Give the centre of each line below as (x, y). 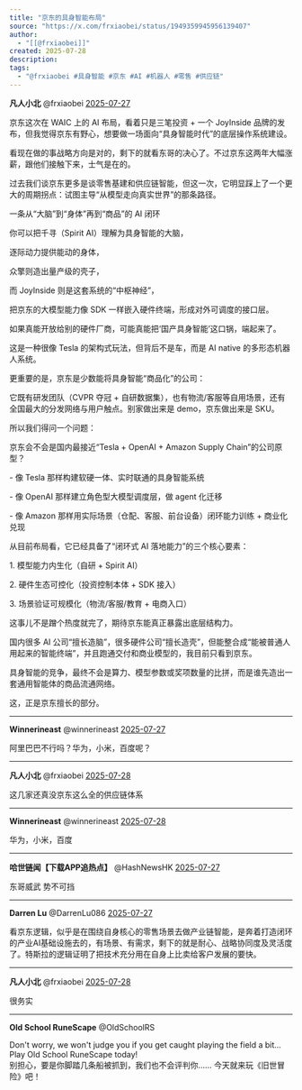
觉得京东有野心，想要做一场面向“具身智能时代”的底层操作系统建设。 (166, 133)
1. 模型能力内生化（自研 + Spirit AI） (76, 565)
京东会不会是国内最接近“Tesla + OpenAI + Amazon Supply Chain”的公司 (142, 446)
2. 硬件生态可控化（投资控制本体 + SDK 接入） (95, 584)
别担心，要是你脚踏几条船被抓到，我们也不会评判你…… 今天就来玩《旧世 (143, 1065)
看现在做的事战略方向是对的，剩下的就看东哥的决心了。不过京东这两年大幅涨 (151, 152)
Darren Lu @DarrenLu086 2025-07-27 (81, 912)
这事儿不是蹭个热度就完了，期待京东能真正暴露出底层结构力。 (124, 622)
